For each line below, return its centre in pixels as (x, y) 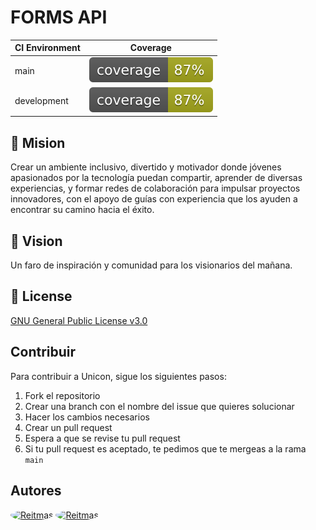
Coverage (150, 48)
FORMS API (59, 17)
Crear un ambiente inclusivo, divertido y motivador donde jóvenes (146, 167)
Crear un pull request (68, 427)
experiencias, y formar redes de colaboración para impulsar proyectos (155, 188)
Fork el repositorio (62, 395)
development (41, 100)
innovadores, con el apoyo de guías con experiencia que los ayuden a (154, 199)
